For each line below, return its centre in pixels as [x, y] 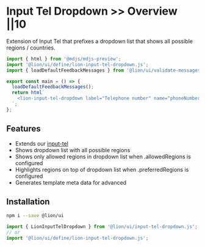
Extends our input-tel [42, 143]
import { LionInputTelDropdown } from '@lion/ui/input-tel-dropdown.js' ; [102, 227]
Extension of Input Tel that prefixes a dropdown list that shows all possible [100, 41]
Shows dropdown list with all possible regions [73, 150]
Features [23, 129]
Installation [28, 202]
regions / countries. [31, 48]
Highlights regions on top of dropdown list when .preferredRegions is [102, 169]
